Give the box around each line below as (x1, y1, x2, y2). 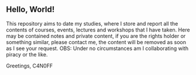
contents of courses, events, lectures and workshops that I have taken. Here (6, 26, 190, 33)
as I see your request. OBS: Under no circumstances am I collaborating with (6, 45, 189, 52)
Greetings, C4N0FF (6, 62, 53, 69)
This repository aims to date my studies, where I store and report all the (6, 20, 178, 27)
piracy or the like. (6, 51, 48, 58)
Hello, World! (6, 5, 55, 15)
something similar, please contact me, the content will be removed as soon (6, 38, 186, 45)
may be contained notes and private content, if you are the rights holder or (6, 32, 186, 40)
